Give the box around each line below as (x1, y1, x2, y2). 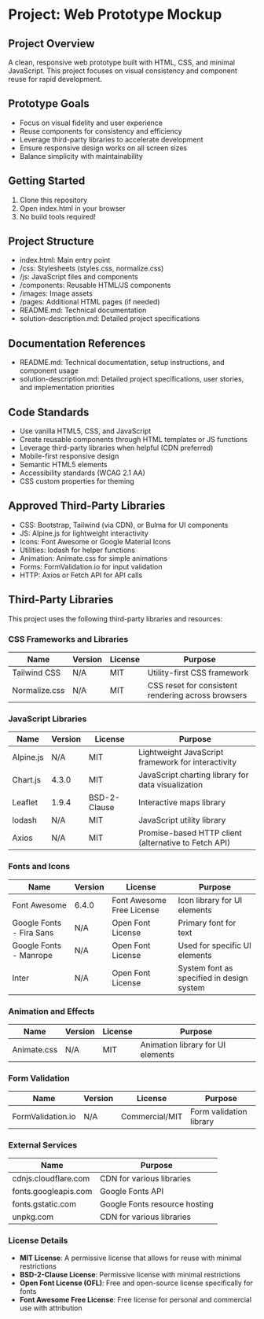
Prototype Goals (8, 97, 90, 111)
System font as (178, 962, 233, 973)
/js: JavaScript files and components (19, 272, 139, 282)
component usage (19, 366, 79, 375)
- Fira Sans (12, 927, 54, 938)
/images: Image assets (19, 289, 93, 298)
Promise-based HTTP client (138, 827, 242, 838)
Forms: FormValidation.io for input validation (19, 562, 163, 571)
